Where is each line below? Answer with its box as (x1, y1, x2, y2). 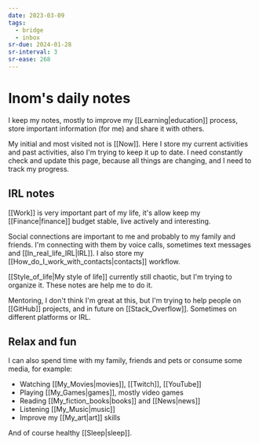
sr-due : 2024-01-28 (8, 41, 72, 49)
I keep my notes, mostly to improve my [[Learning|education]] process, (8, 115, 238, 124)
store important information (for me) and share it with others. (8, 124, 205, 133)
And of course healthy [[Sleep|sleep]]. (8, 428, 132, 438)
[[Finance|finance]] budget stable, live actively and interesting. (8, 216, 211, 225)
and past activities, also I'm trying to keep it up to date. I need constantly (8, 147, 243, 157)
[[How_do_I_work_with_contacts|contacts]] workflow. (8, 257, 181, 266)
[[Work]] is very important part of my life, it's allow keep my (8, 208, 201, 217)
